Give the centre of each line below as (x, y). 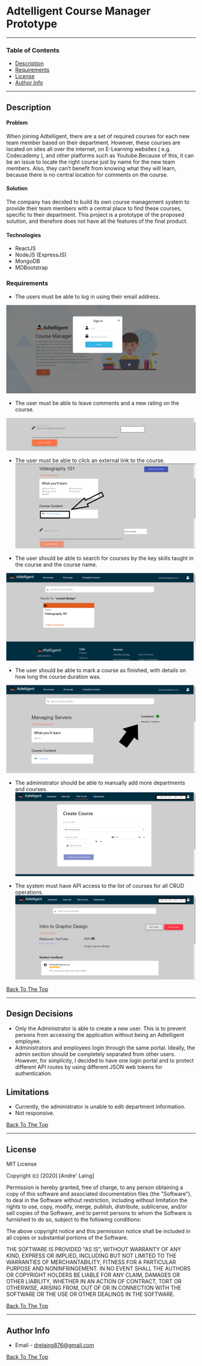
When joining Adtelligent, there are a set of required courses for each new (98, 136)
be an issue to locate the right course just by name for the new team (91, 162)
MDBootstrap (31, 268)
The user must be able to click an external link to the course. (90, 461)
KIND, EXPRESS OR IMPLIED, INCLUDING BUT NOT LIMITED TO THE (91, 1256)
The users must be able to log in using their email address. (87, 297)
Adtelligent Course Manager (78, 11)
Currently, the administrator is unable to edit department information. (100, 1107)
